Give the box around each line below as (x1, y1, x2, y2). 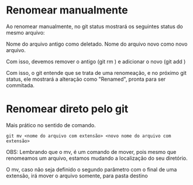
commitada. (6, 81, 35, 88)
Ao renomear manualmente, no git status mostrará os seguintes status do (6, 23, 183, 30)
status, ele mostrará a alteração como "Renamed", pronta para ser (6, 76, 166, 83)
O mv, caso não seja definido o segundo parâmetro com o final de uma (6, 166, 177, 173)
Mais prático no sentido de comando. (6, 121, 96, 129)
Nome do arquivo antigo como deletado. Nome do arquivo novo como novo (6, 40, 188, 47)
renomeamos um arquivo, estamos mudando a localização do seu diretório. (6, 155, 188, 162)
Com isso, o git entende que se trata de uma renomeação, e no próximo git (6, 69, 187, 76)
